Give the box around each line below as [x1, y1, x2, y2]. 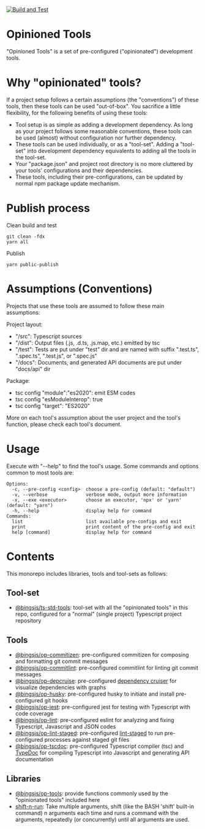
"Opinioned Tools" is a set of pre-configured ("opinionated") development [6, 47, 193, 55]
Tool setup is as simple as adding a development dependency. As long [15, 120, 193, 128]
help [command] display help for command [12, 529, 152, 535]
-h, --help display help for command [12, 508, 152, 514]
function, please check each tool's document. [6, 420, 122, 428]
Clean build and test [6, 221, 57, 229]
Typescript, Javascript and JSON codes [15, 723, 116, 731]
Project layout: [6, 320, 43, 328]
